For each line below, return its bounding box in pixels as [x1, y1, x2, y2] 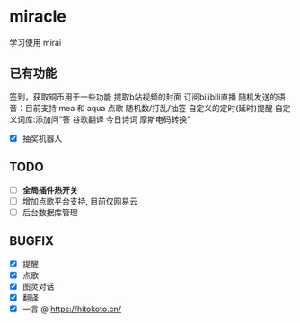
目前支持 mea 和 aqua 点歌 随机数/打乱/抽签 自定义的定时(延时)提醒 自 [24, 102, 283, 113]
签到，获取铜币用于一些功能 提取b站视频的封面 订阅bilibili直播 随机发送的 [9, 92, 278, 102]
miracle [9, 6, 67, 27]
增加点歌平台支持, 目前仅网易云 [22, 196, 137, 206]
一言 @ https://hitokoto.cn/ [22, 303, 122, 314]
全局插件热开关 [22, 184, 78, 195]
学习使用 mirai [9, 37, 62, 48]
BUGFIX [9, 233, 54, 249]
